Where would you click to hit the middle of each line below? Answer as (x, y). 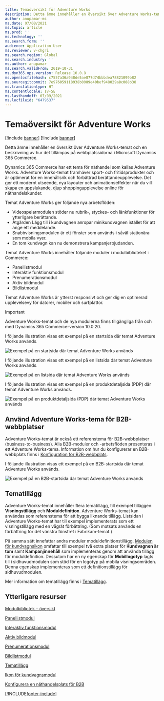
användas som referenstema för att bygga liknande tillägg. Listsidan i (74, 516)
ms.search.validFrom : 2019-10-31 (39, 69)
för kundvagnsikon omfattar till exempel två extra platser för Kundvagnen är (82, 546)
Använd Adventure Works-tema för (60, 419)
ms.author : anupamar (26, 64)
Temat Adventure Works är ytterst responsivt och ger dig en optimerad (76, 298)
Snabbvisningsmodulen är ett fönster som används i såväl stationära (81, 233)
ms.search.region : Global (31, 55)
